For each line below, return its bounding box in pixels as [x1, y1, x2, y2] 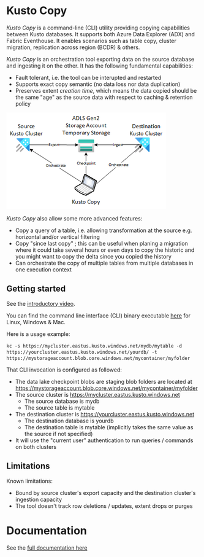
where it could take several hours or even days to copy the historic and [15, 246, 195, 254]
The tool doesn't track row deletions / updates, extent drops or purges [15, 502, 193, 510]
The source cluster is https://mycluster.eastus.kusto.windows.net [15, 391, 181, 398]
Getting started [6, 284, 66, 294]
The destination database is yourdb [24, 417, 114, 424]
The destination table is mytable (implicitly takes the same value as [24, 423, 194, 430]
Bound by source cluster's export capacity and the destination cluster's [15, 489, 196, 496]
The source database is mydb [24, 397, 100, 405]
